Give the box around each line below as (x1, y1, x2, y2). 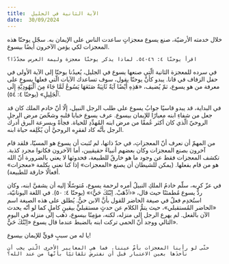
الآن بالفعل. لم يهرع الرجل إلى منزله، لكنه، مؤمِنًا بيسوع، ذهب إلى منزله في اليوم (7, 210, 210, 219)
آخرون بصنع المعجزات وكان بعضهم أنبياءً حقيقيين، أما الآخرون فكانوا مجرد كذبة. (7, 146, 206, 154)
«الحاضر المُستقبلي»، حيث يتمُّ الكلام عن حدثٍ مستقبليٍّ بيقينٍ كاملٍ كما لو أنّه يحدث (7, 203, 217, 211)
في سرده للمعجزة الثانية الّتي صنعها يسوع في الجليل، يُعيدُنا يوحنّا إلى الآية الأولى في (7, 68, 217, 76)
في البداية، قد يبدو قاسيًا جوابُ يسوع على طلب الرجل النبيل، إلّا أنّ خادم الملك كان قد (7, 103, 221, 111)
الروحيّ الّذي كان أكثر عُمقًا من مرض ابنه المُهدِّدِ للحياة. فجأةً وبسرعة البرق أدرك (7, 118, 208, 127)
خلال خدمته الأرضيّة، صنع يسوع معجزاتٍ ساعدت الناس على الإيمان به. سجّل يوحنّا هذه (7, 35, 222, 43)
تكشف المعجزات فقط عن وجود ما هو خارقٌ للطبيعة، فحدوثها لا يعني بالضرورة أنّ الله (7, 153, 220, 161)
